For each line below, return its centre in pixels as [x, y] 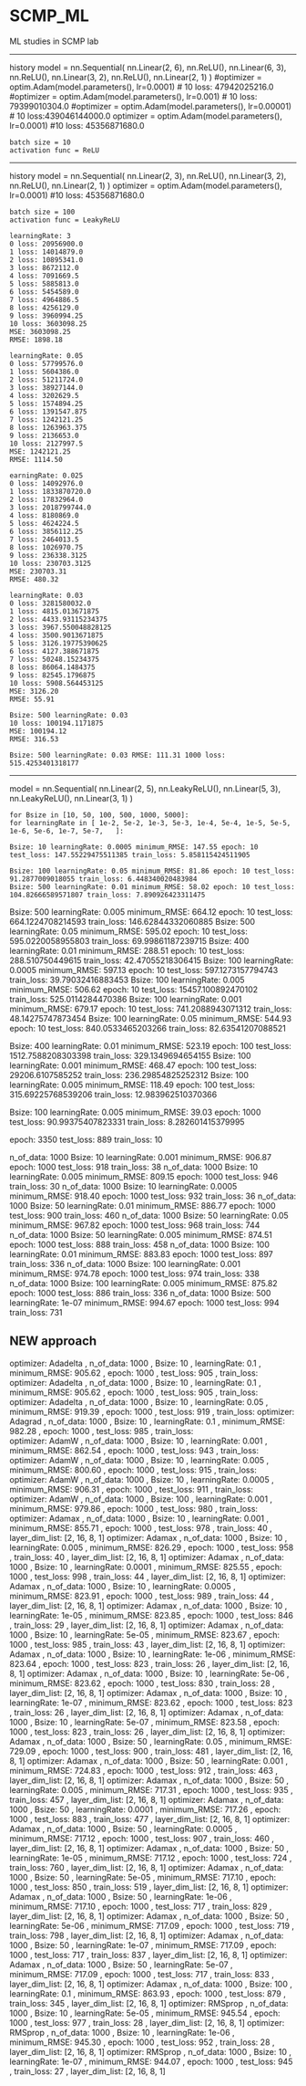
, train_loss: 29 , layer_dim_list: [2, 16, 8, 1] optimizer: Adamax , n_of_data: [147, 1625]
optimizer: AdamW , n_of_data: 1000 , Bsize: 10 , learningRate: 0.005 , [139, 1460]
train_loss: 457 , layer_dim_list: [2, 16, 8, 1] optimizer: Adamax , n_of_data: [147, 1799]
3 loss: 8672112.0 [44, 267]
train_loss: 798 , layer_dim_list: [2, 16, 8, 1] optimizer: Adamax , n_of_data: [147, 1935]
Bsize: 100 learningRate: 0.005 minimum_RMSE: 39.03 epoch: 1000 [135, 1112]
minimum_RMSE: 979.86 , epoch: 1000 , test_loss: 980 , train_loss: [133, 1508]
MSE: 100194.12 [38, 731]
